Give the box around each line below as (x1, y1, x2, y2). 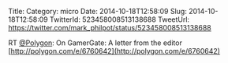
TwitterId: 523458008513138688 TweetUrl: (50, 15, 190, 24)
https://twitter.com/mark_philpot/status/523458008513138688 (8, 23, 211, 32)
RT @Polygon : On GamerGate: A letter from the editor (8, 38, 183, 47)
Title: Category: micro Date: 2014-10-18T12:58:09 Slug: (8, 7, 187, 16)
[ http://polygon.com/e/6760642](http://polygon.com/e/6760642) (8, 47, 221, 55)
